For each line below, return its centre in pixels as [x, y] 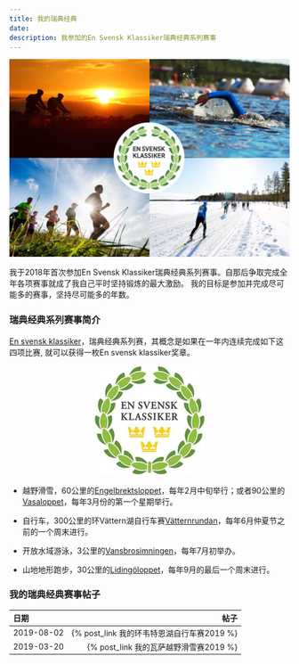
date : [19, 28]
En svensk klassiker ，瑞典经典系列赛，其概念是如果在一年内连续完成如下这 [146, 341]
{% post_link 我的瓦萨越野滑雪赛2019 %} [162, 647]
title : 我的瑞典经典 [43, 19]
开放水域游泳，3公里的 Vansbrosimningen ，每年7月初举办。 [131, 550]
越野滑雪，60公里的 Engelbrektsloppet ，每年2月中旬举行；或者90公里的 [154, 490]
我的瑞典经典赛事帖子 [55, 594]
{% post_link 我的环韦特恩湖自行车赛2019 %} [154, 633]
